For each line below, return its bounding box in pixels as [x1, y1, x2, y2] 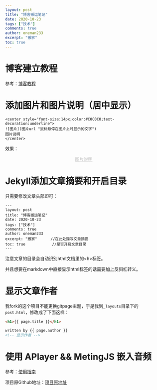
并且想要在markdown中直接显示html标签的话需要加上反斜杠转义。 [5, 266, 141, 272]
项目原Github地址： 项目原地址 [5, 379, 67, 385]
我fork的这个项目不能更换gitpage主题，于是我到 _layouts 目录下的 [5, 303, 139, 309]
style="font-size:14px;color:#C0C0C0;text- [23, 116, 115, 121]
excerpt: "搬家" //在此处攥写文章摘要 [5, 236, 89, 241]
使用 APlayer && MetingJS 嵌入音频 [5, 351, 152, 362]
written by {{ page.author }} [5, 328, 68, 333]
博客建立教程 [5, 63, 58, 74]
